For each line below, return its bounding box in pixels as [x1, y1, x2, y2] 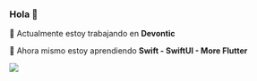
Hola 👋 [9, 8, 39, 20]
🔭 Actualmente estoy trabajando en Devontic [9, 28, 176, 39]
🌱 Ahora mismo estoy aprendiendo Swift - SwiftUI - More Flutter [9, 45, 248, 56]
